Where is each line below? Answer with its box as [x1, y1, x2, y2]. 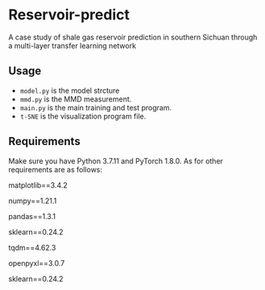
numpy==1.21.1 [8, 196, 57, 205]
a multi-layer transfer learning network [8, 40, 137, 50]
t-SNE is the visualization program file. [19, 111, 147, 121]
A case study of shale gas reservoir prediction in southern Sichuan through [8, 32, 258, 42]
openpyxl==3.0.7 [8, 258, 65, 267]
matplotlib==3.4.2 [8, 180, 68, 190]
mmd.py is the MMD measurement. [19, 94, 132, 104]
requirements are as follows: [8, 164, 103, 174]
